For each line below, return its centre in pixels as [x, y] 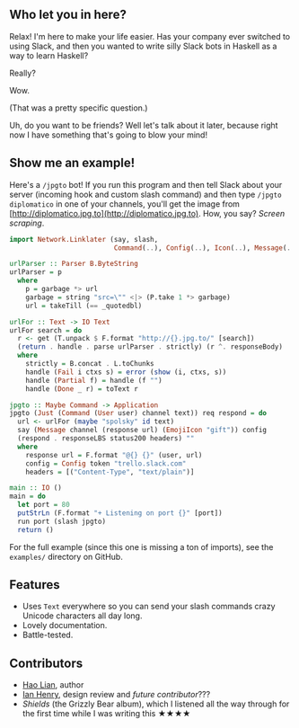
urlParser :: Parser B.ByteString [74, 264]
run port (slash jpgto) [62, 521]
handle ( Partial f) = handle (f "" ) [94, 380]
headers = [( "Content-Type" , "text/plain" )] [110, 472]
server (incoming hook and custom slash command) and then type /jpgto [145, 194]
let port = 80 [44, 505]
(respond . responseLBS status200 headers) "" [106, 439]
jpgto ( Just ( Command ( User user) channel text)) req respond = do [138, 413]
